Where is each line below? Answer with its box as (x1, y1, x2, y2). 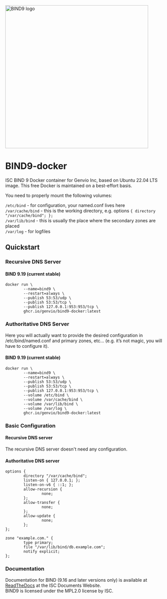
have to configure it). (5, 343, 49, 349)
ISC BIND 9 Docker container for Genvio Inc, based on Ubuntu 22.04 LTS (5, 177, 158, 183)
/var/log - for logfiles (5, 228, 51, 234)
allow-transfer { (23, 500, 60, 505)
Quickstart (5, 243, 40, 252)
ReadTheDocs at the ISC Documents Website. (5, 582, 102, 588)
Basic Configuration (5, 422, 56, 429)
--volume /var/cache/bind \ (23, 397, 83, 402)
